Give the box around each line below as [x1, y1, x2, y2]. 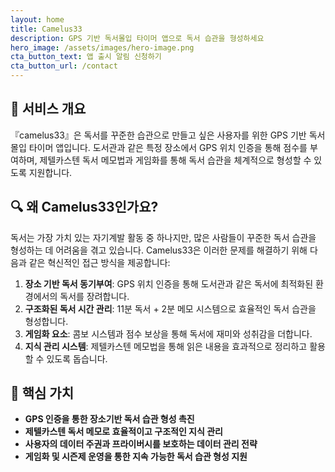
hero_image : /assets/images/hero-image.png [10, 42, 195, 53]
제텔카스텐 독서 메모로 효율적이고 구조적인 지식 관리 [24, 426, 223, 438]
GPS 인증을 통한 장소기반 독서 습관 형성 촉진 [24, 413, 195, 425]
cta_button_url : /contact [10, 61, 118, 71]
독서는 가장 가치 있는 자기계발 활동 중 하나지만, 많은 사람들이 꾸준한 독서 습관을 [10, 231, 317, 243]
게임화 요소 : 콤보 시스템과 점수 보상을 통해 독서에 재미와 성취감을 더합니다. [24, 327, 313, 340]
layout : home [10, 14, 65, 25]
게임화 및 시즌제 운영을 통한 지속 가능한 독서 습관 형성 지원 [24, 451, 248, 463]
